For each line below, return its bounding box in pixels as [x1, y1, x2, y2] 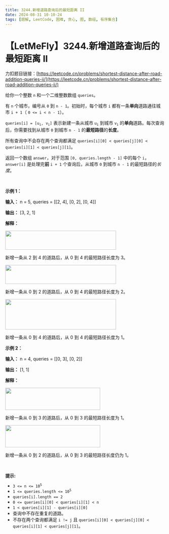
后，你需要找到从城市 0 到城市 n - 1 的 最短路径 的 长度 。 [5, 127, 121, 133]
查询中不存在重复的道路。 [12, 510, 66, 516]
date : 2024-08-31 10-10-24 [5, 12, 62, 17]
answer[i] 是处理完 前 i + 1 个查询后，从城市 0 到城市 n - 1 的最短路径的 [5, 161, 157, 167]
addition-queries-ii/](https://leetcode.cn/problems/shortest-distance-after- [5, 77, 162, 83]
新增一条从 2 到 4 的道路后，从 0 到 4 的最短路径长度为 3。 [5, 254, 128, 260]
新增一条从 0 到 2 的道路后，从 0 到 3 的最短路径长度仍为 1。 [5, 452, 132, 458]
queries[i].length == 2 [12, 494, 63, 500]
